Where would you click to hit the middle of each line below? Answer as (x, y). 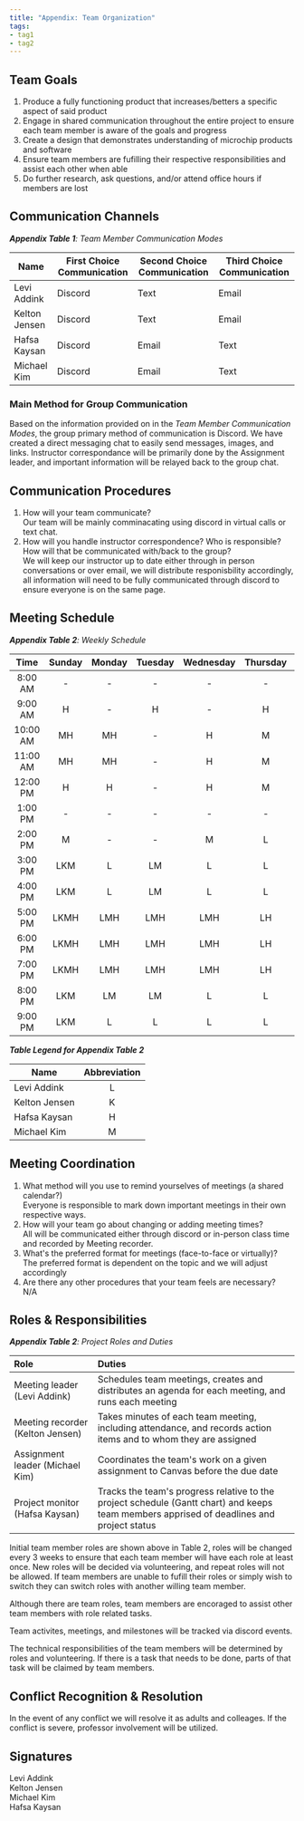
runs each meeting (138, 1402)
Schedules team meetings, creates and (180, 1380)
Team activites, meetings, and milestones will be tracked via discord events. (151, 1631)
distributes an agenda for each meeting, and (191, 1391)
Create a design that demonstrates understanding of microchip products (157, 140)
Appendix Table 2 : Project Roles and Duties (91, 1342)
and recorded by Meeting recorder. (88, 1243)
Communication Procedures (90, 491)
